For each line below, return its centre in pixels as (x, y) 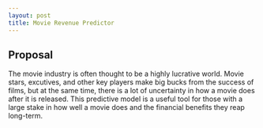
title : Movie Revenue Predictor (61, 23)
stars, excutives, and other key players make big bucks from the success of (131, 82)
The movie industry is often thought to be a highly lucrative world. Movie (126, 74)
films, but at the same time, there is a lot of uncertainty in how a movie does (131, 91)
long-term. (26, 116)
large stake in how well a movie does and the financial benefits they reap (126, 107)
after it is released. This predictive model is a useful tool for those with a (126, 99)
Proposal (31, 55)
